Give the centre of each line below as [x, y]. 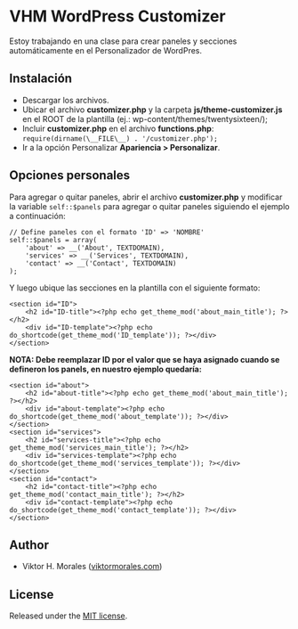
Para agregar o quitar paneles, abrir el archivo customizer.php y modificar [146, 197]
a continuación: [37, 216]
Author [29, 545]
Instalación [41, 79]
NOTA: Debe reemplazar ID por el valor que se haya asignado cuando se [145, 359]
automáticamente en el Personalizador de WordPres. [106, 50]
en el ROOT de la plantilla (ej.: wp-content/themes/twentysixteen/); [145, 118]
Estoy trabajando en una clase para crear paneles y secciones [123, 41]
